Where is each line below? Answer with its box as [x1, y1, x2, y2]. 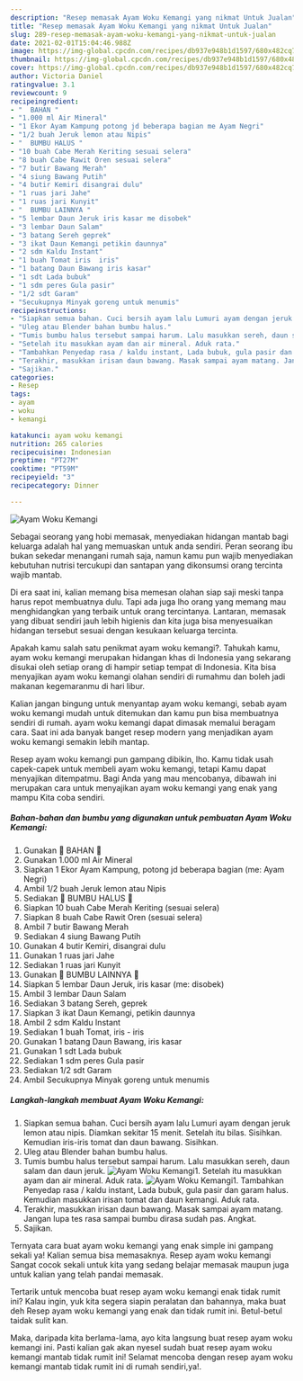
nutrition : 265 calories [10, 439, 103, 448]
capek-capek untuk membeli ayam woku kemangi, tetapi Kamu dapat [10, 763, 266, 774]
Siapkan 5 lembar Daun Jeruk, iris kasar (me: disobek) [22, 978, 225, 990]
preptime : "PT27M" [10, 456, 79, 465]
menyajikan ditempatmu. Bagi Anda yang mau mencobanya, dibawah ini [10, 773, 277, 784]
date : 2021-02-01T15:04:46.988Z [10, 38, 131, 48]
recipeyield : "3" [10, 473, 76, 482]
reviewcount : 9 [10, 88, 67, 97]
